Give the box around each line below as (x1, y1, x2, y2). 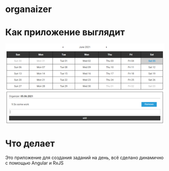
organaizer (5, 4, 52, 15)
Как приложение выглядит (5, 27, 125, 38)
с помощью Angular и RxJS (5, 160, 64, 166)
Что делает (5, 138, 55, 149)
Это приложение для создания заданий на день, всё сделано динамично (5, 154, 164, 160)
